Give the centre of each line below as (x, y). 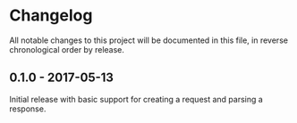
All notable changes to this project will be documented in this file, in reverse (149, 40)
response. (28, 109)
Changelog (51, 16)
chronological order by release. (67, 49)
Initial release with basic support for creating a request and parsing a (136, 99)
